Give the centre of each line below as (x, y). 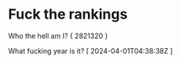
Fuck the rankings (68, 14)
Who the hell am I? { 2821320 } (58, 36)
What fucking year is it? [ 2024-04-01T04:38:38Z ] (90, 51)
